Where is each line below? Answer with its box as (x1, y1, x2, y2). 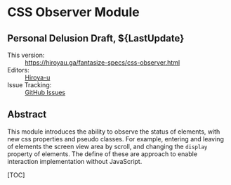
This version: (7, 51, 45, 59)
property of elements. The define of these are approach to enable (7, 149, 198, 158)
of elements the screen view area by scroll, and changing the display (7, 142, 208, 151)
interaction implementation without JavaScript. (7, 157, 143, 165)
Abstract (7, 108, 47, 120)
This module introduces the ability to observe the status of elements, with (7, 127, 220, 136)
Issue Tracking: (7, 81, 52, 89)
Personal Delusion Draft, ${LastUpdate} (7, 32, 185, 44)
